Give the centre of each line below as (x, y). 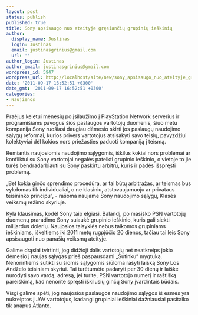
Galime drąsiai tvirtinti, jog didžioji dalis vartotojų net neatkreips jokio (90, 250)
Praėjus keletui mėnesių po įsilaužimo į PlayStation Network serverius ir (93, 116)
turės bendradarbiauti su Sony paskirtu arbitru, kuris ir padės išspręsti (91, 165)
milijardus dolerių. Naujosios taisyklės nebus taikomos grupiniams (86, 226)
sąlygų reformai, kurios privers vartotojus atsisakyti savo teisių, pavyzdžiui (96, 135)
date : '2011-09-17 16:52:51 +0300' (50, 83)
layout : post (22, 12)
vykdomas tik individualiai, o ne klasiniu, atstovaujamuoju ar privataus (90, 189)
